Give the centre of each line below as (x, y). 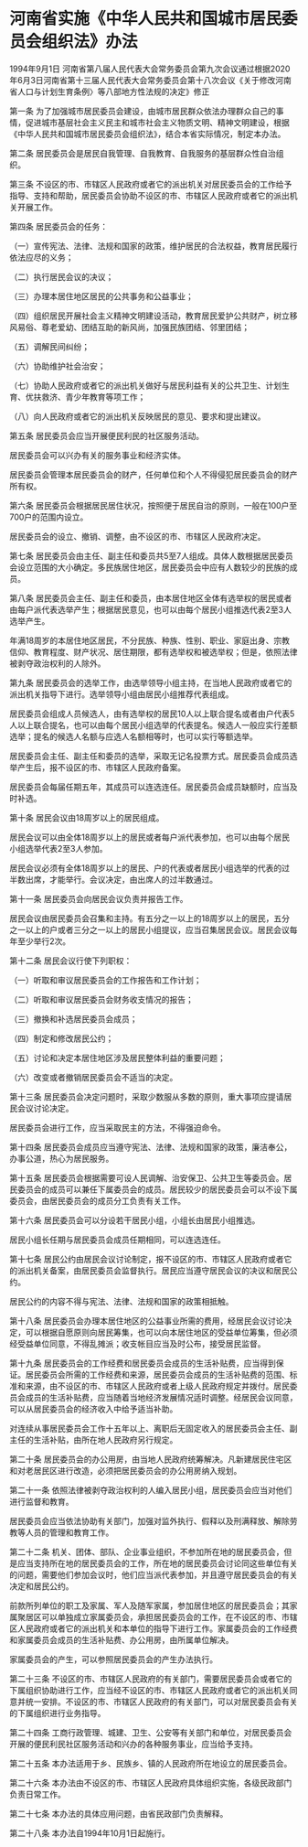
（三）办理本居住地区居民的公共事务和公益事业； (101, 296)
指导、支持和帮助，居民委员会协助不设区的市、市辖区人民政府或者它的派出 (149, 195)
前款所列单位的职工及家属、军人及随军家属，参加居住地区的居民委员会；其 (149, 1605)
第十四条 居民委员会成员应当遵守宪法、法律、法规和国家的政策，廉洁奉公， (151, 1147)
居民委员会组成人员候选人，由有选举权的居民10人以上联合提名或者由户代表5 (152, 714)
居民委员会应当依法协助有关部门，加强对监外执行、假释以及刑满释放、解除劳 (154, 1520)
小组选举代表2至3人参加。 (58, 848)
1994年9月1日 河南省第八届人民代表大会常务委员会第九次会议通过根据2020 (150, 69)
